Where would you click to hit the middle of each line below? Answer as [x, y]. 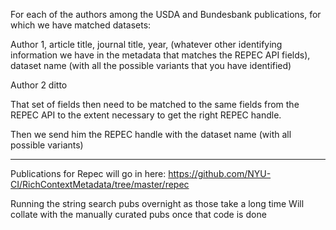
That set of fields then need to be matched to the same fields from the [155, 104]
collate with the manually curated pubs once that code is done [138, 214]
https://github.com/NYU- [220, 173]
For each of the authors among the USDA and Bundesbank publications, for [166, 14]
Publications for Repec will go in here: [88, 173]
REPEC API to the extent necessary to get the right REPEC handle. [146, 115]
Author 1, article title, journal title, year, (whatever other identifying [146, 44]
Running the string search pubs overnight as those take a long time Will [157, 203]
